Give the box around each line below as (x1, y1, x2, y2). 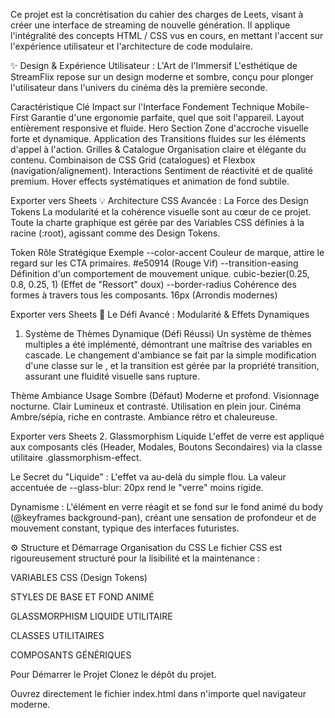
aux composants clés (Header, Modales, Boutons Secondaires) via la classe (10, 441, 323, 453)
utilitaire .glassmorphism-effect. (10, 452, 142, 463)
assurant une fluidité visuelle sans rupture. (24, 370, 201, 382)
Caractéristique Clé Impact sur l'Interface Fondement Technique (10, 101, 275, 113)
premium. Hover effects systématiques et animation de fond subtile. (10, 175, 290, 187)
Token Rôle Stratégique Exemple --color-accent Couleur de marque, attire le (10, 247, 325, 258)
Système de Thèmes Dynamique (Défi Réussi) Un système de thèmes (24, 328, 312, 339)
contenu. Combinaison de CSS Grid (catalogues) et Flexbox (10, 154, 256, 166)
